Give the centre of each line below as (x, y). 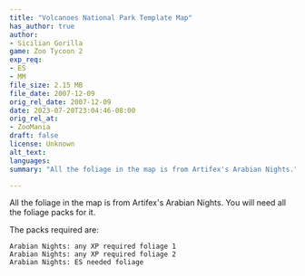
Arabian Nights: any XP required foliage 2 (93, 254)
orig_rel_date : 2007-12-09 (60, 102)
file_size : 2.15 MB (46, 85)
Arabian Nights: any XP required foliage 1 (93, 247)
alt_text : (28, 152)
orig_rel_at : (34, 119)
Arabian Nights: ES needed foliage (77, 262)
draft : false (34, 136)
